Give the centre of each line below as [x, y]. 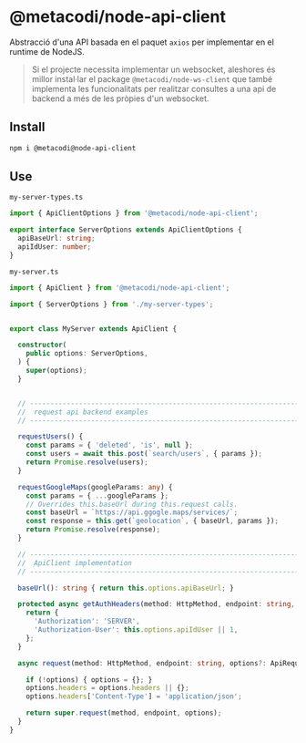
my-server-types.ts [46, 198]
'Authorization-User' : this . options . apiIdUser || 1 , [136, 630]
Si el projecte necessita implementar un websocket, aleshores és [153, 69]
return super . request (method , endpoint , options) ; [124, 713]
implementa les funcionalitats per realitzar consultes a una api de [154, 88]
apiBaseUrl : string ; [56, 239]
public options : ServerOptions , [87, 354]
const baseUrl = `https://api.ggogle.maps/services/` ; [132, 512]
